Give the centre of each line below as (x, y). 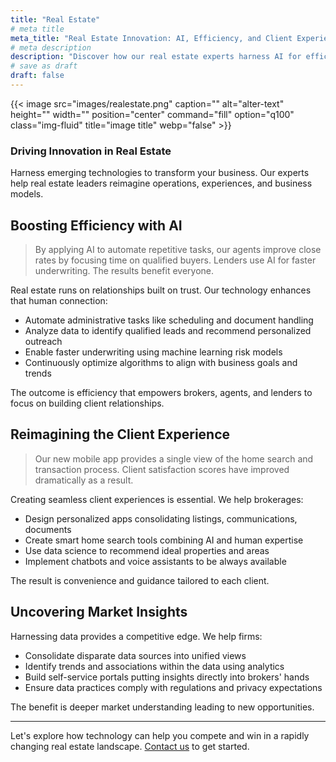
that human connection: (59, 300)
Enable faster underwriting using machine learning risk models (153, 352)
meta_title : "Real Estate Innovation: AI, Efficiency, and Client (151, 38)
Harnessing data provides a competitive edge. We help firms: (136, 636)
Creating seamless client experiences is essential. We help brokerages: (157, 499)
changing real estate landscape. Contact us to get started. (130, 746)
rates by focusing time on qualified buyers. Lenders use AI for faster (175, 260)
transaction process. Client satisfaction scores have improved (162, 469)
